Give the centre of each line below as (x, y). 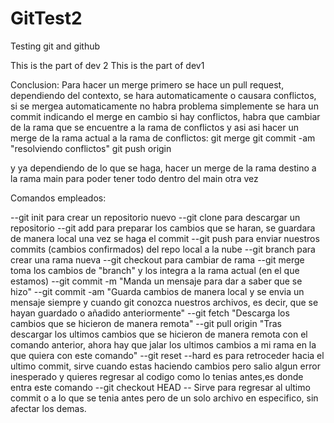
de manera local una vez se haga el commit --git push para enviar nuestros (165, 238)
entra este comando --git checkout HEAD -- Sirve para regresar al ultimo (160, 387)
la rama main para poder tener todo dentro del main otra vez (134, 178)
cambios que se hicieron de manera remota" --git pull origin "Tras (146, 323)
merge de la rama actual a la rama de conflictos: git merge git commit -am (163, 138)
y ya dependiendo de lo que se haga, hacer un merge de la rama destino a (163, 168)
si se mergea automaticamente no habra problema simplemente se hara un (164, 106)
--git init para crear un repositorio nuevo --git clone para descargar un (155, 217)
